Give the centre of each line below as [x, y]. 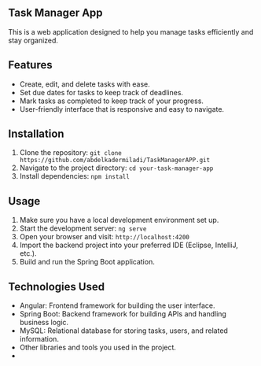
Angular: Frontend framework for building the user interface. [117, 305]
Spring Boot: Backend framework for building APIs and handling [123, 314]
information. [39, 339]
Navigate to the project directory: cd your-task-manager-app [116, 168]
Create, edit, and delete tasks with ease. [85, 84]
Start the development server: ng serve [83, 228]
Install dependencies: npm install [74, 176]
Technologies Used [56, 287]
